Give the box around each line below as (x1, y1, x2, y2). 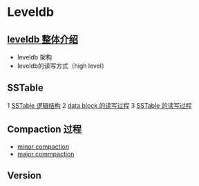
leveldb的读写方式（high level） (17, 62, 108, 70)
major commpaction (17, 149, 75, 158)
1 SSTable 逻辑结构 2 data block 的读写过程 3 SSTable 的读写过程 (7, 101, 192, 109)
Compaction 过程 (7, 124, 82, 136)
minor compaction (17, 142, 70, 151)
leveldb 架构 (17, 53, 53, 61)
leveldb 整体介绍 (7, 33, 78, 45)
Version (7, 170, 41, 182)
